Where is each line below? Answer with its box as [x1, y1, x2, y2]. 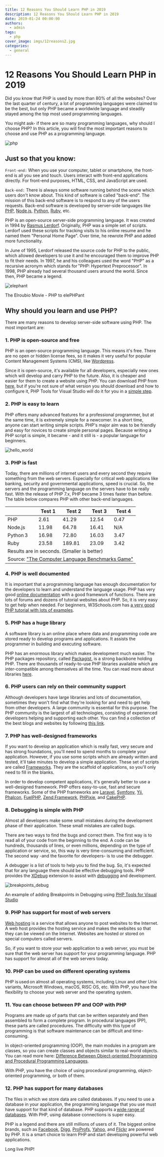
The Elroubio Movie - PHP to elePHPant [5, 292, 84, 298]
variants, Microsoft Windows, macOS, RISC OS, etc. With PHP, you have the [5, 984, 158, 990]
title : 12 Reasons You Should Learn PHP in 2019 [5, 7, 106, 12]
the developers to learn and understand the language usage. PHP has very [5, 586, 155, 593]
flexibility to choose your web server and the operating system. [5, 989, 132, 995]
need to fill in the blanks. [5, 769, 55, 776]
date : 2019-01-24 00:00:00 [5, 16, 60, 21]
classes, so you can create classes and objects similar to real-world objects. [5, 1048, 159, 1054]
